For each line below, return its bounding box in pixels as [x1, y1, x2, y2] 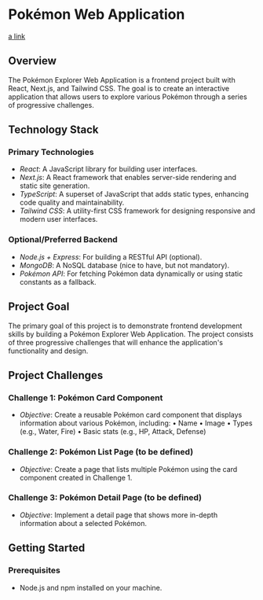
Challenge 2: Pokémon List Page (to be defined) [8, 447, 194, 458]
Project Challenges [8, 368, 104, 382]
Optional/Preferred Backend [8, 234, 118, 245]
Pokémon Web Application [8, 6, 185, 24]
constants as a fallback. [19, 277, 97, 286]
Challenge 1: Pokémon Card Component [8, 392, 163, 403]
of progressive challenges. [8, 100, 94, 109]
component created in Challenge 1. [19, 473, 133, 482]
